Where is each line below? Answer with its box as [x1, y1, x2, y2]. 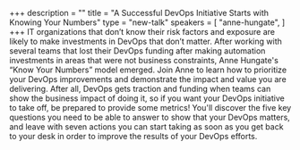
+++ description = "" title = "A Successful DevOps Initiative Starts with [9, 8, 270, 18]
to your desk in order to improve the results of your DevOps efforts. [9, 131, 258, 141]
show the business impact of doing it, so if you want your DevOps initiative [9, 93, 285, 104]
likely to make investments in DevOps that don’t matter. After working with [9, 36, 282, 46]
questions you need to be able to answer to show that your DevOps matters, [9, 112, 291, 122]
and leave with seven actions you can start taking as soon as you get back [9, 121, 284, 132]
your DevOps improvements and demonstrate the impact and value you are [9, 74, 287, 84]
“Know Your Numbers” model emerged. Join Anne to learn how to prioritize [9, 64, 287, 75]
